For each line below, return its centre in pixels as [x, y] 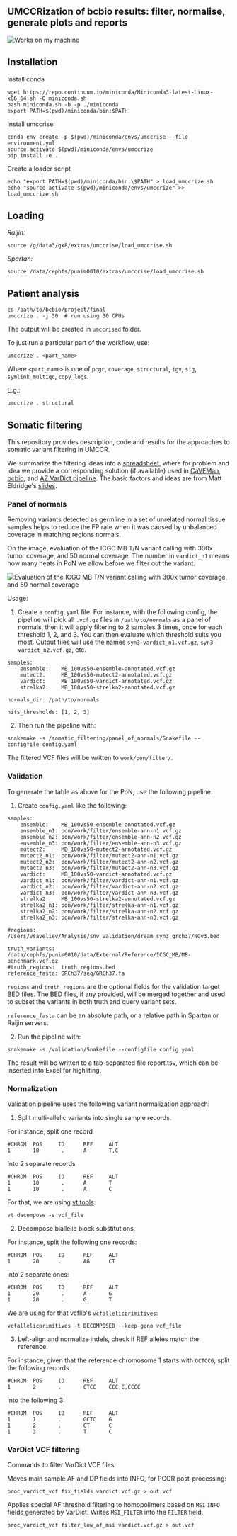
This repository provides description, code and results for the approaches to [118, 442]
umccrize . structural [41, 403]
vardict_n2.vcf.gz [45, 650]
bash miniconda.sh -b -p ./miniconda [63, 105]
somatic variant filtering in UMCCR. [59, 450]
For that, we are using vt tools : [52, 1202]
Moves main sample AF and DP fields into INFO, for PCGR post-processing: [117, 1479]
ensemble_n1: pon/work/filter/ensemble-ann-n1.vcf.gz [101, 831]
